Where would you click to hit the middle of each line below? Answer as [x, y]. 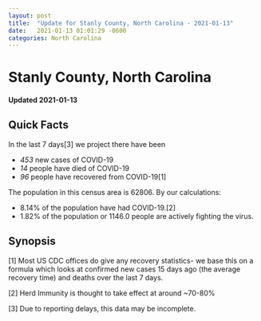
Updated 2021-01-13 [43, 100]
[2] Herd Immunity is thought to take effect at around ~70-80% [112, 293]
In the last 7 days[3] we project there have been [87, 144]
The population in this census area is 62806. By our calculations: [115, 192]
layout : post [30, 16]
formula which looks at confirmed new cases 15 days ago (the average [125, 269]
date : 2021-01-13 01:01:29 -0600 [67, 30]
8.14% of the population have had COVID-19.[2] [98, 208]
